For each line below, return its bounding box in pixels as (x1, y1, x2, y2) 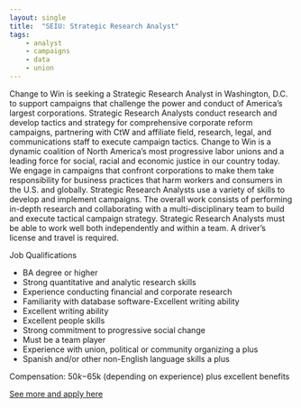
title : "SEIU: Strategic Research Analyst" (9, 22, 179, 31)
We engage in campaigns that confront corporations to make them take (9, 164, 275, 176)
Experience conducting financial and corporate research (22, 286, 233, 297)
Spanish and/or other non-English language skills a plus (22, 353, 230, 364)
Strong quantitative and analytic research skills (22, 276, 196, 287)
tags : (9, 30, 30, 39)
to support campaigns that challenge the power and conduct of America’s (9, 97, 283, 108)
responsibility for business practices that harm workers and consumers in (9, 174, 283, 185)
